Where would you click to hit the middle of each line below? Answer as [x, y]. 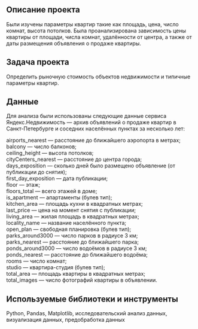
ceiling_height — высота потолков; [50, 153]
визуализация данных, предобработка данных [66, 320]
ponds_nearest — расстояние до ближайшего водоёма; [77, 255]
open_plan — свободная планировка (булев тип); [69, 229]
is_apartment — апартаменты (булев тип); [59, 197]
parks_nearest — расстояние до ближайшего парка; [73, 242]
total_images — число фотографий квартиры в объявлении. [82, 280]
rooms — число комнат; [36, 261]
